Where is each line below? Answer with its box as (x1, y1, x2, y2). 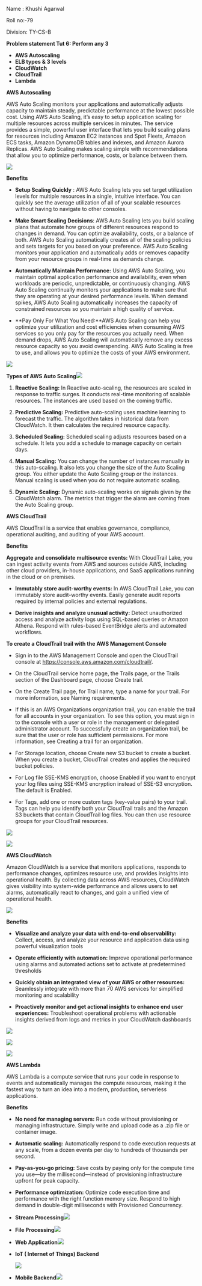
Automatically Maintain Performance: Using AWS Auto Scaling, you (14, 267, 186, 274)
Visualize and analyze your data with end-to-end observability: (14, 930, 177, 937)
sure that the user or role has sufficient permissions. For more (14, 732, 168, 738)
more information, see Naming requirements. (14, 694, 126, 701)
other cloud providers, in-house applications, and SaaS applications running (6, 567, 195, 574)
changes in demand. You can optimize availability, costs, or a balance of (14, 230, 194, 237)
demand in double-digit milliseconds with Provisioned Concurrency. (14, 1202, 183, 1208)
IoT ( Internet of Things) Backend (14, 1251, 99, 1257)
